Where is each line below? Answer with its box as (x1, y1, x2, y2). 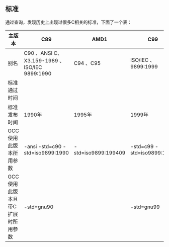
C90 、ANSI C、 (24, 49, 63, 56)
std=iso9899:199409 (73, 149, 126, 156)
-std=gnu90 (24, 203, 54, 210)
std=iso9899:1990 (24, 149, 69, 156)
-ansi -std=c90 (24, 143, 62, 150)
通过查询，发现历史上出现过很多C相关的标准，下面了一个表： (5, 19, 132, 25)
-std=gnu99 (130, 203, 160, 210)
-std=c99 (130, 143, 154, 150)
